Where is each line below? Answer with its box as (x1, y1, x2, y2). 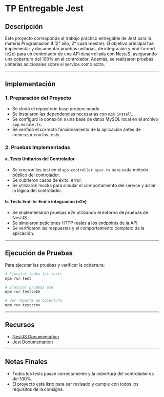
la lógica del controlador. (12, 188, 62, 193)
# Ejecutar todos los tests (5, 272, 62, 276)
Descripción (5, 22, 43, 31)
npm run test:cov (5, 303, 41, 308)
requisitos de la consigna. (12, 386, 64, 392)
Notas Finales (5, 357, 48, 366)
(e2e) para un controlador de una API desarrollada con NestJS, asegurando (5, 51, 157, 57)
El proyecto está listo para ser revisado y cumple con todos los (12, 381, 139, 387)
